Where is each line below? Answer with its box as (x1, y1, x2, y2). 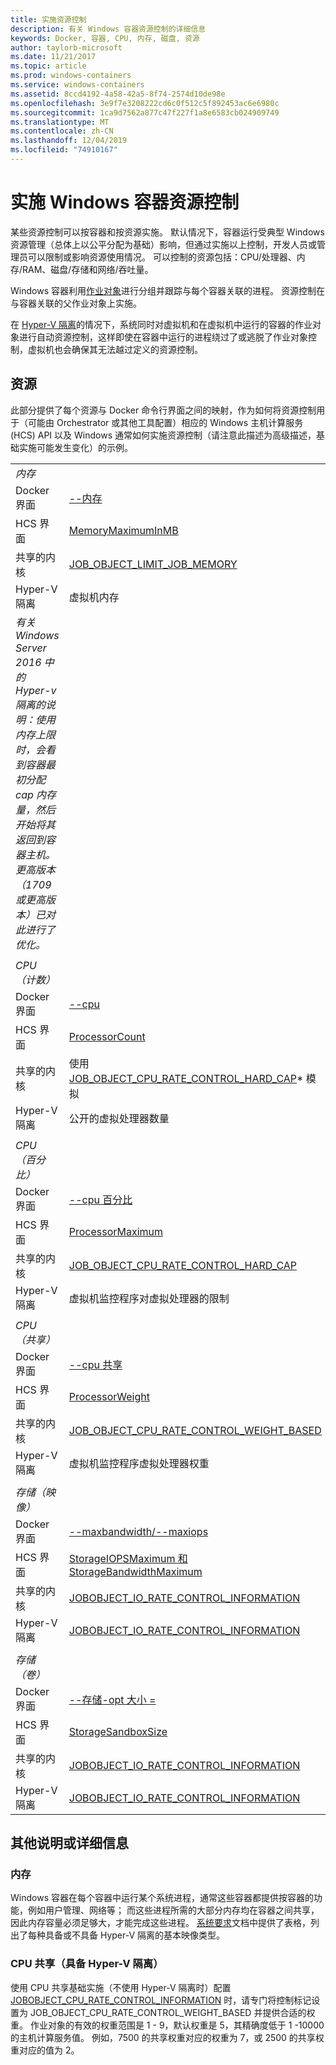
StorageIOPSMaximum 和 (68, 1551, 188, 1565)
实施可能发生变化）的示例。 (18, 441, 133, 453)
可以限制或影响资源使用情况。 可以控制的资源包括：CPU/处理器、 (27, 251, 297, 263)
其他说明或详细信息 (10, 1835, 129, 1852)
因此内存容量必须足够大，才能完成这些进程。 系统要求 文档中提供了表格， (10, 1917, 311, 1929)
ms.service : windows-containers (10, 80, 145, 90)
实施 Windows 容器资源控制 (10, 191, 240, 214)
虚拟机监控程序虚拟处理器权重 (68, 1456, 210, 1470)
